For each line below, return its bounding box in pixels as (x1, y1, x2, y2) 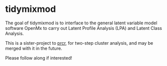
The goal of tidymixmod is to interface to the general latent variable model (5, 20, 158, 26)
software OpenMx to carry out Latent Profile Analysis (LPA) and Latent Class (5, 25, 162, 31)
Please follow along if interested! (5, 55, 72, 61)
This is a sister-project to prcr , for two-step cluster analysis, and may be (5, 40, 154, 46)
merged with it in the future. (5, 45, 62, 51)
